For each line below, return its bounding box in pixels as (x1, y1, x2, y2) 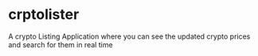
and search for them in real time (8, 39, 113, 49)
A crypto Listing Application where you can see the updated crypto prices (8, 32, 251, 41)
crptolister (8, 6, 80, 24)
